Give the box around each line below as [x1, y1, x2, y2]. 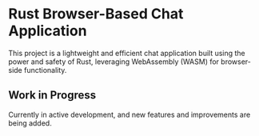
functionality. [23, 65, 67, 74]
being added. [8, 118, 52, 128]
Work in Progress [8, 89, 97, 102]
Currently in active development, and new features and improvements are [8, 110, 251, 119]
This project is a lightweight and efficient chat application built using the [8, 48, 245, 58]
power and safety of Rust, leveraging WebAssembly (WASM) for [8, 57, 220, 66]
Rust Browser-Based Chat [8, 5, 184, 23]
